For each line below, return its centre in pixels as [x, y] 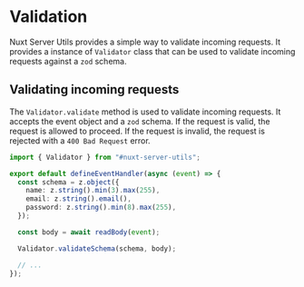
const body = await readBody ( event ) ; [89, 232]
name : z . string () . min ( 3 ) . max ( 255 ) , [93, 191]
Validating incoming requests [94, 89]
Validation [49, 17]
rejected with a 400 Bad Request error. [80, 140]
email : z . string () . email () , [78, 199]
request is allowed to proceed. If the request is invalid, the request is [137, 131]
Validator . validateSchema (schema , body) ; [97, 248]
